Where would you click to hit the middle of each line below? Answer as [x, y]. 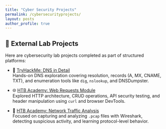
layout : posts [20, 19]
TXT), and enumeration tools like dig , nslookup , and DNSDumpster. [81, 81]
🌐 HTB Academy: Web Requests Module [54, 90]
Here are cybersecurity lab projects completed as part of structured [75, 55]
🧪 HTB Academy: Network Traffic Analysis [56, 111]
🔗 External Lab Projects [42, 43]
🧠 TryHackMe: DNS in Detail [41, 70]
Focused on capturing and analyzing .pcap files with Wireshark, [77, 116]
